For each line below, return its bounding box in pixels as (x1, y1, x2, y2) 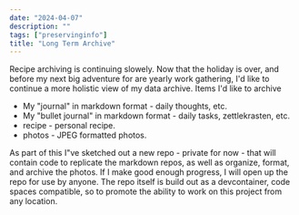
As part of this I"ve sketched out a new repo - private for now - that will (9, 148, 276, 159)
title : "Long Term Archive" (9, 38, 116, 48)
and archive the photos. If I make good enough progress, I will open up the (9, 167, 289, 178)
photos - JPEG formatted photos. (22, 129, 147, 141)
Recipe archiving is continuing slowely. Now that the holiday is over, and (9, 64, 280, 75)
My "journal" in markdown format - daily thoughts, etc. (22, 101, 227, 112)
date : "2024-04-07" (9, 13, 84, 23)
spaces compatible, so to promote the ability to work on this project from (9, 186, 283, 197)
